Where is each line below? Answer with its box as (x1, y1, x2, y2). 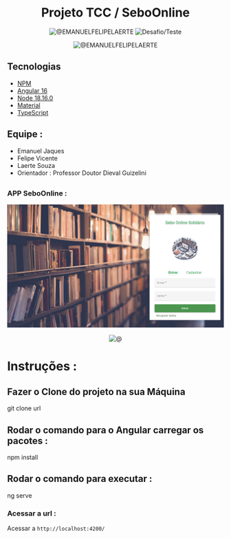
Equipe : (7, 129, 43, 140)
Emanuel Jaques (16, 147, 65, 155)
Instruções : (7, 359, 78, 374)
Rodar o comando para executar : (7, 473, 153, 485)
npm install (7, 453, 38, 462)
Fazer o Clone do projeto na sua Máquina (7, 385, 186, 397)
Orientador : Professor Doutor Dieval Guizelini (16, 169, 146, 177)
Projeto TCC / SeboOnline (41, 5, 190, 21)
